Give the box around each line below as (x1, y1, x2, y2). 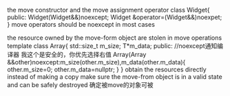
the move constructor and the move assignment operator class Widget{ (7, 6, 210, 14)
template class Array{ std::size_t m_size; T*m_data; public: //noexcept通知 (7, 42, 218, 50)
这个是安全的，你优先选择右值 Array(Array (26, 51, 147, 58)
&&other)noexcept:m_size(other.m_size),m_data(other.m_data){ (7, 58, 186, 66)
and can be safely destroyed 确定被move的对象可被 (7, 81, 154, 88)
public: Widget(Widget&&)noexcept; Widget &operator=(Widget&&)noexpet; (7, 13, 222, 21)
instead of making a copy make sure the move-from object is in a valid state (7, 73, 222, 81)
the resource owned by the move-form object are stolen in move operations (7, 34, 222, 42)
